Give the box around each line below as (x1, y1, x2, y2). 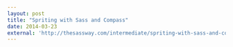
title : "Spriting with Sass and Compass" (7, 17, 129, 23)
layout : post (7, 10, 45, 17)
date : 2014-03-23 (7, 23, 58, 30)
